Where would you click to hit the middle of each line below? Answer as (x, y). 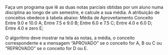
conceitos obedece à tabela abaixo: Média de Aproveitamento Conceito (79, 18)
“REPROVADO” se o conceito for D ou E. (47, 48)
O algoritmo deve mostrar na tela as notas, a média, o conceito (70, 38)
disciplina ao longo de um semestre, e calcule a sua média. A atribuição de (82, 12)
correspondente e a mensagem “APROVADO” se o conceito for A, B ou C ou (83, 43)
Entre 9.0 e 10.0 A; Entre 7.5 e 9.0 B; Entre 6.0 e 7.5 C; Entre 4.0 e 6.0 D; (79, 23)
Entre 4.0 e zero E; (24, 28)
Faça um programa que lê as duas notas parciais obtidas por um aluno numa (84, 7)
